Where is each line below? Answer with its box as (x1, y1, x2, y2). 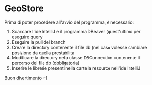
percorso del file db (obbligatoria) (11, 60, 80, 66)
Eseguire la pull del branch (11, 39, 65, 45)
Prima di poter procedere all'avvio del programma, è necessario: (4, 19, 134, 25)
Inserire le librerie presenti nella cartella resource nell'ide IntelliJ (11, 65, 141, 71)
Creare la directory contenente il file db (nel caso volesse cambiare (11, 44, 147, 50)
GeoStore (4, 3, 44, 14)
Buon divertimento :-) (4, 75, 48, 81)
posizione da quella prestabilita (11, 50, 75, 56)
